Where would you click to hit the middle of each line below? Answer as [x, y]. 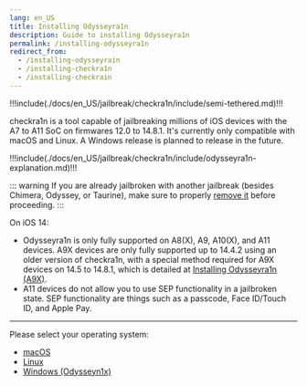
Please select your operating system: [79, 334]
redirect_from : [38, 52]
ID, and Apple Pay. [57, 308]
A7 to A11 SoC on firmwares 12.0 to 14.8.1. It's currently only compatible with [152, 130]
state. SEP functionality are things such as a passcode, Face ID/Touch [154, 298]
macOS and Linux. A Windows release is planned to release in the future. [147, 140]
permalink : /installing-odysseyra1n [79, 43]
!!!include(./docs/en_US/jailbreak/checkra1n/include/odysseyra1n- [133, 158]
